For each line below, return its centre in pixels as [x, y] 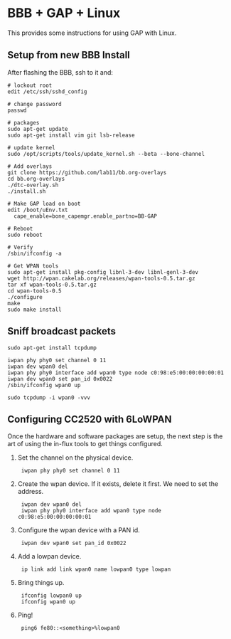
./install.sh [27, 191]
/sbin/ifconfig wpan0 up [44, 385]
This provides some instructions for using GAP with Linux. [92, 33]
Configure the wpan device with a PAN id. [79, 530]
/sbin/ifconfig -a [34, 253]
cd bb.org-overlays [36, 179]
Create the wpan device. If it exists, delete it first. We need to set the [118, 484]
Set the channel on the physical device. [75, 458]
